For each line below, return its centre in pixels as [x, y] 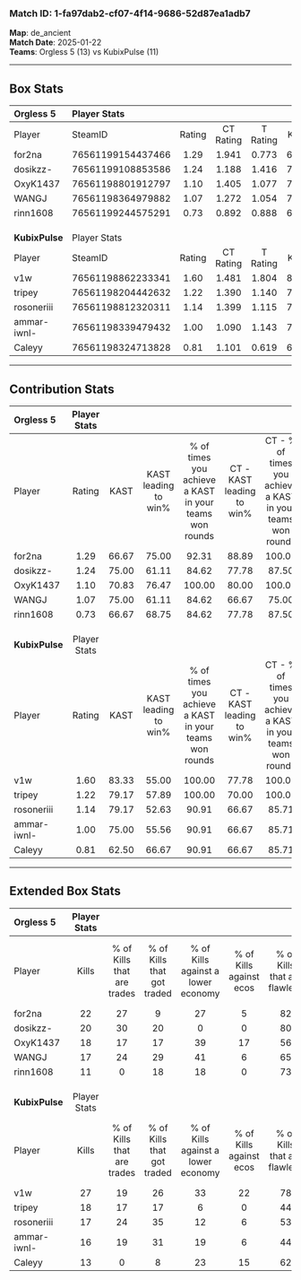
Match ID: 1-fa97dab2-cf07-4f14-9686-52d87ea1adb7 [130, 13]
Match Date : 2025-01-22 [56, 42]
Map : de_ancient [40, 33]
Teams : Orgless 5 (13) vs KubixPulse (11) [84, 52]
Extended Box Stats [65, 891]
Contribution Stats [62, 389]
